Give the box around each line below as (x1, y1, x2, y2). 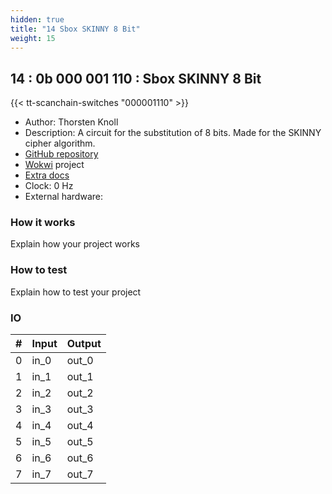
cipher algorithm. (24, 137, 96, 150)
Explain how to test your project (10, 286, 142, 298)
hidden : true (10, 14, 65, 25)
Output (66, 337, 102, 351)
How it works (10, 216, 76, 230)
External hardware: (24, 191, 103, 203)
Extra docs (24, 169, 70, 181)
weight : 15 (10, 33, 56, 43)
